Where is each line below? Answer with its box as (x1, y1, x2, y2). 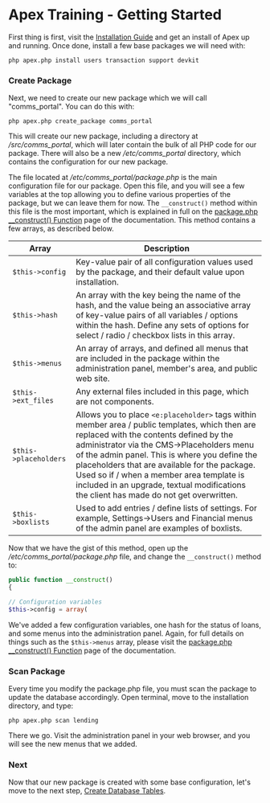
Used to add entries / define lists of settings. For (76, 502, 257, 514)
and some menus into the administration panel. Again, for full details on (8, 629, 244, 638)
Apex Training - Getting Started (8, 6, 223, 24)
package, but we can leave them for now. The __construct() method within (8, 199, 258, 208)
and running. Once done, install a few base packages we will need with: (8, 40, 246, 50)
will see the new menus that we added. (8, 739, 138, 749)
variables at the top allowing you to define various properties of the (8, 190, 231, 199)
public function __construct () (8, 576, 113, 584)
